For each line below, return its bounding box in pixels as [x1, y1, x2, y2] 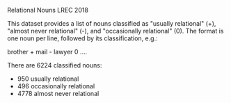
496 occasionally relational [17, 82, 95, 90]
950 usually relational [17, 74, 79, 83]
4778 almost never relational [17, 90, 99, 97]
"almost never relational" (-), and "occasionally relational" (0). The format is [7, 27, 224, 35]
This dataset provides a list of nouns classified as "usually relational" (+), [7, 19, 216, 27]
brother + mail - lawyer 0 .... [7, 48, 88, 56]
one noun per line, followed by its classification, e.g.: [7, 34, 158, 42]
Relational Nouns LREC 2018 [7, 6, 89, 14]
